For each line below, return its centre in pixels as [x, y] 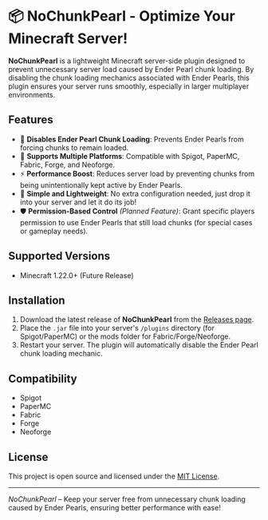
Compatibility [43, 378]
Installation [37, 300]
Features [31, 120]
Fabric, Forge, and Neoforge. [67, 165]
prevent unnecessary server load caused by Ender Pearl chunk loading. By [131, 69]
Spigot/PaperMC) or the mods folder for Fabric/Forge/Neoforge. [125, 336]
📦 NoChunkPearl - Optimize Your [122, 16]
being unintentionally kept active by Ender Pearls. [101, 185]
